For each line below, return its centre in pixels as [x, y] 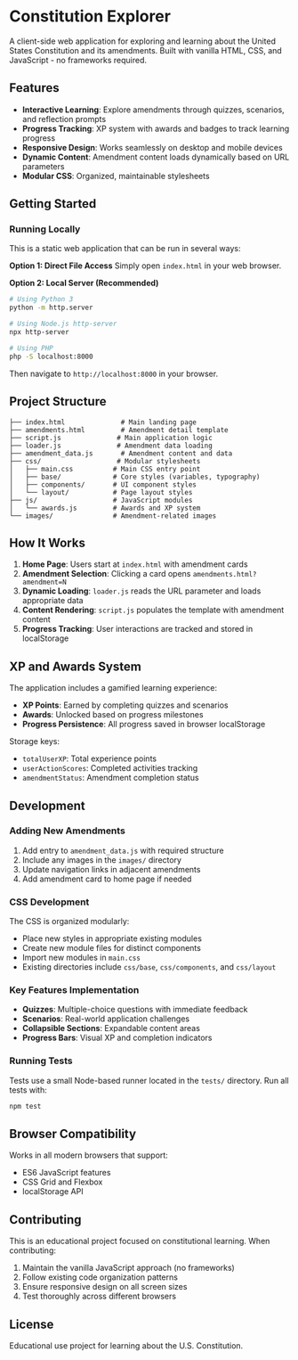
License [32, 1324]
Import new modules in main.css [81, 958]
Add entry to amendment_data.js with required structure [123, 850]
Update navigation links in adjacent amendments [111, 869]
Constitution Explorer [90, 16]
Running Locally [45, 229]
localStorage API [52, 1192]
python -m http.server [51, 308]
